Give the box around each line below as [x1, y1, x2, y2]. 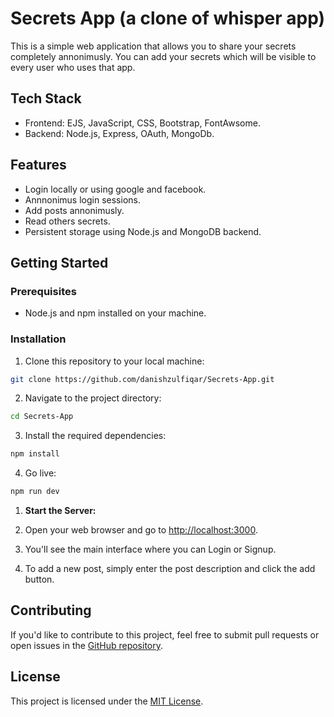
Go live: [24, 467, 57, 479]
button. [24, 573, 55, 586]
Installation [10, 332, 67, 346]
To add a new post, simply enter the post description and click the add [24, 563, 316, 575]
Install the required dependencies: [24, 430, 167, 442]
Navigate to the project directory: [24, 392, 162, 404]
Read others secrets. [24, 215, 111, 227]
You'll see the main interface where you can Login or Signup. [24, 543, 277, 556]
